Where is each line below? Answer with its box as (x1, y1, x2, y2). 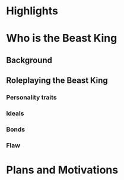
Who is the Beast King (6, 32, 117, 45)
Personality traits (6, 94, 58, 102)
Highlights (6, 4, 58, 18)
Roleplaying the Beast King (6, 76, 108, 86)
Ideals (6, 109, 24, 117)
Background (6, 55, 52, 65)
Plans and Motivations (6, 163, 119, 177)
